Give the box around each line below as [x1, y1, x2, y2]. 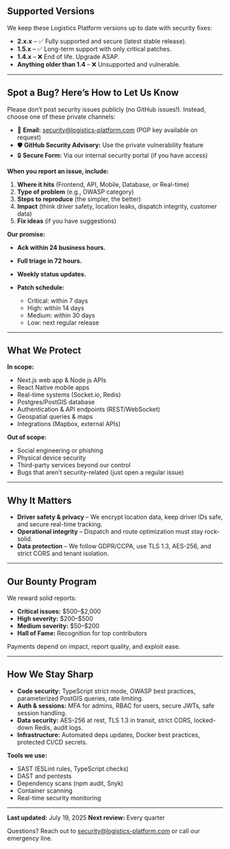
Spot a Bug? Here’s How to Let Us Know [7, 87, 179, 99]
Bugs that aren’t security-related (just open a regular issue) [16, 468, 184, 476]
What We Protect [7, 345, 81, 356]
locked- [194, 716, 216, 724]
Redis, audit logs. [34, 723, 84, 732]
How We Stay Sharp [7, 668, 94, 680]
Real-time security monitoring [16, 793, 101, 802]
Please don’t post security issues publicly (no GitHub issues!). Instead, [7, 105, 206, 113]
